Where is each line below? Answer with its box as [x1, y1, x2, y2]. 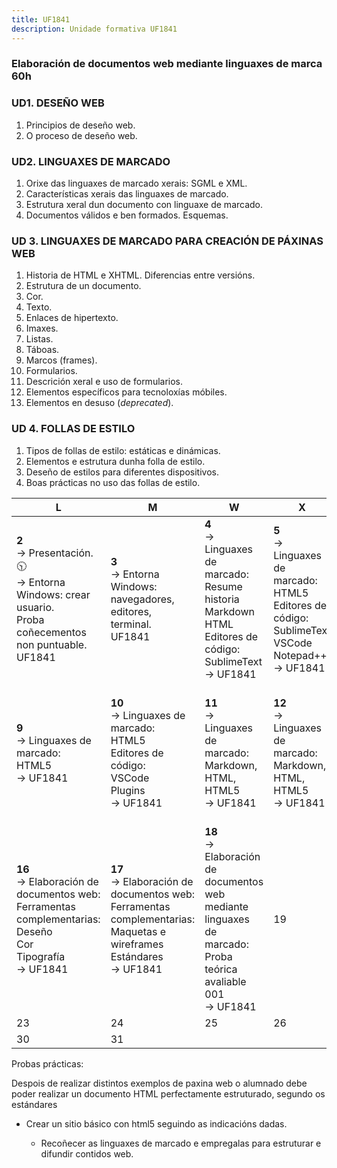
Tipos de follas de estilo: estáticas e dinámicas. [25, 444, 221, 456]
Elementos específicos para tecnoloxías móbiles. [25, 386, 228, 398]
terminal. [110, 617, 152, 631]
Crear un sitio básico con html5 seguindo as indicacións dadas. [25, 1117, 288, 1130]
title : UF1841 [11, 14, 71, 25]
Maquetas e [110, 924, 167, 938]
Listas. [25, 333, 54, 345]
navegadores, [110, 592, 175, 606]
